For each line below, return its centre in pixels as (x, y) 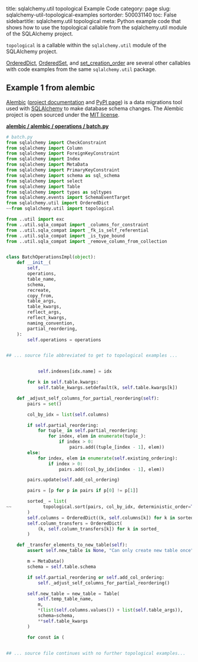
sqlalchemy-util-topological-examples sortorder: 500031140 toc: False (91, 15)
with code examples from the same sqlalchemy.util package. (81, 69)
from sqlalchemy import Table (43, 187)
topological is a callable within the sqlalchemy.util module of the (86, 45)
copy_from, (41, 295)
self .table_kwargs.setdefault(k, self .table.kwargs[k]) (108, 388)
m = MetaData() (46, 561)
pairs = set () (44, 404)
